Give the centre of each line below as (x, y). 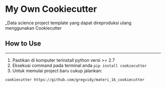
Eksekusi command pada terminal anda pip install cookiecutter (80, 65)
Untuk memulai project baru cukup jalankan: (57, 71)
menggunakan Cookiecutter (34, 28)
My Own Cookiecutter (51, 9)
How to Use (23, 44)
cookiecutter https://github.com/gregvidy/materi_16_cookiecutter (75, 80)
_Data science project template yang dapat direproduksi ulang (68, 23)
